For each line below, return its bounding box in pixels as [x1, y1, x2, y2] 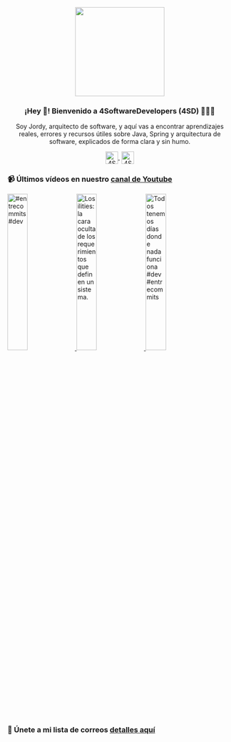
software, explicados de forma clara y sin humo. [48, 138, 191, 146]
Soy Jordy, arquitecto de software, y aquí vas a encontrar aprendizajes [15, 122, 225, 131]
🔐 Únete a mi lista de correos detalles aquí [7, 724, 155, 734]
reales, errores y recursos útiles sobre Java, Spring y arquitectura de [19, 130, 221, 138]
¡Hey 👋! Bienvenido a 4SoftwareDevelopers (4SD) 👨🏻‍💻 [24, 105, 215, 115]
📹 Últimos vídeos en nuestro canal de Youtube [7, 175, 173, 185]
